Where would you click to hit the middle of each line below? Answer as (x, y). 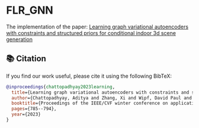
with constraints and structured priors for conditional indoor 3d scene (91, 33)
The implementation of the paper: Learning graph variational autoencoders (97, 27)
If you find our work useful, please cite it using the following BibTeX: (89, 76)
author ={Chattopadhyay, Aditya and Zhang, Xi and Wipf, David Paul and (102, 98)
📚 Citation (26, 59)
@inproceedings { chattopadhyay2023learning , (61, 87)
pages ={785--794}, (34, 109)
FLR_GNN (30, 10)
